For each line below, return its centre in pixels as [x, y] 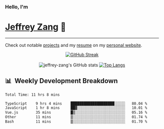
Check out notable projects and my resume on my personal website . [74, 45]
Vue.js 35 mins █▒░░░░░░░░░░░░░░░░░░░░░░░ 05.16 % [76, 113]
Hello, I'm [17, 7]
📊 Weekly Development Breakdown [61, 81]
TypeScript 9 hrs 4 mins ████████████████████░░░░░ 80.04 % [76, 104]
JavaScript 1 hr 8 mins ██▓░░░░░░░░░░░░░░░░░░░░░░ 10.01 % [76, 108]
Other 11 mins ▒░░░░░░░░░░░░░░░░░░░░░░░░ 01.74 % [76, 117]
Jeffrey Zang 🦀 [36, 27]
